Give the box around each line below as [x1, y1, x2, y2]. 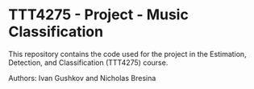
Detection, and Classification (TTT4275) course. [8, 58, 169, 67]
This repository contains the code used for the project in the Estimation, [8, 49, 248, 59]
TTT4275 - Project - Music [8, 6, 189, 24]
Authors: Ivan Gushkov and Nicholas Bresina [8, 73, 156, 83]
